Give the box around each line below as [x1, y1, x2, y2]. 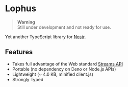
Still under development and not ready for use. [17, 24, 111, 30]
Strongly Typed [12, 76, 44, 82]
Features [5, 48, 33, 56]
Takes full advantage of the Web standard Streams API [12, 61, 123, 66]
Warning [17, 19, 35, 25]
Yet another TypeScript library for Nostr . [5, 34, 86, 40]
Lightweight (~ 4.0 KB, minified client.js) [12, 71, 94, 77]
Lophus [5, 3, 37, 14]
